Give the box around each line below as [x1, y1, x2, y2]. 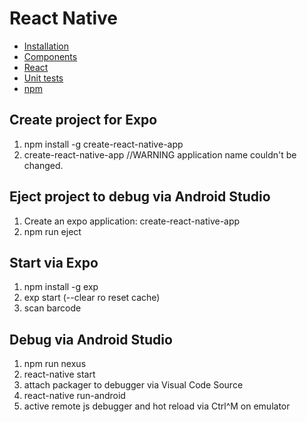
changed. [23, 159, 64, 171]
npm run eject [23, 225, 82, 237]
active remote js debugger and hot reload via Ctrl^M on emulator [23, 400, 291, 412]
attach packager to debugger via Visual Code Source [23, 379, 244, 391]
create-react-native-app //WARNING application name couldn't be [23, 148, 297, 161]
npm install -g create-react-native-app [23, 138, 184, 150]
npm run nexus [23, 358, 87, 370]
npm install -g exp [23, 281, 99, 293]
